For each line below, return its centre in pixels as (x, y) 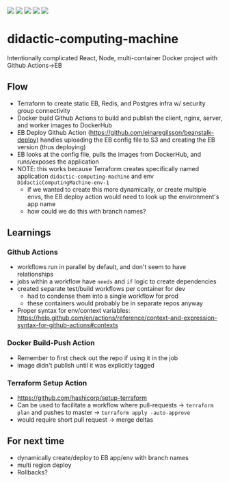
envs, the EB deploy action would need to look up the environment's (123, 196)
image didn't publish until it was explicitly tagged (86, 365)
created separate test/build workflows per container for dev (101, 289)
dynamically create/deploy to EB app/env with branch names (103, 457)
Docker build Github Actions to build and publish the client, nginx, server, (120, 118)
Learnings (29, 233)
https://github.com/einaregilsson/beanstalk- (152, 132)
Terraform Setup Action (47, 383)
